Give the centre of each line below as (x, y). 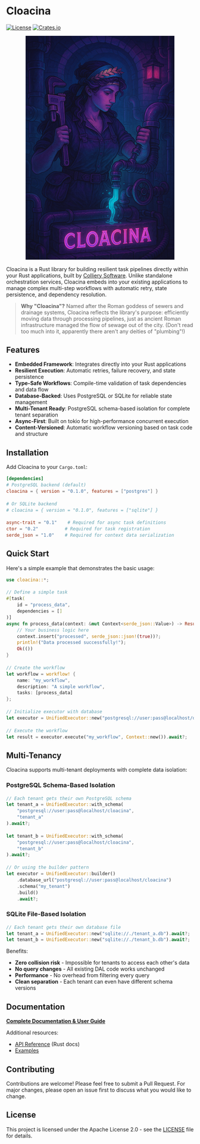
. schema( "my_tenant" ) (43, 886)
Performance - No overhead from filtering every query (82, 975)
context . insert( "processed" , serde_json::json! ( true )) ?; (89, 636)
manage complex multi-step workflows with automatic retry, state (87, 288)
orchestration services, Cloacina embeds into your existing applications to (97, 282)
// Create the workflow (36, 668)
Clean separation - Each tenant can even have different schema (94, 982)
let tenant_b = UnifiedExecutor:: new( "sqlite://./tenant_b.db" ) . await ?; (98, 940)
